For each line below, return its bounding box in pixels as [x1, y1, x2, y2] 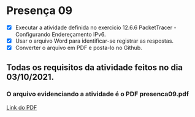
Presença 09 [6, 4, 73, 18]
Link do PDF [6, 104, 37, 111]
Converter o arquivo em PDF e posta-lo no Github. [15, 44, 142, 52]
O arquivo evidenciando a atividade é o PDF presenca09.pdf [6, 90, 189, 98]
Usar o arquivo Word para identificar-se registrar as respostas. [15, 37, 174, 44]
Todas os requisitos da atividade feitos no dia [6, 62, 183, 73]
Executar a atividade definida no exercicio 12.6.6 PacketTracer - [15, 24, 177, 31]
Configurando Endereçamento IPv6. [15, 31, 106, 38]
